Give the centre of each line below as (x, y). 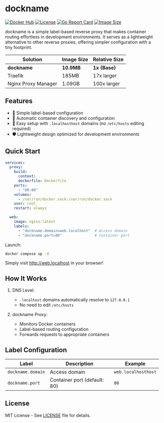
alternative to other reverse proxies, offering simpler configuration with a (78, 42)
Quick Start (23, 151)
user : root (25, 204)
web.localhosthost (135, 372)
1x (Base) (104, 68)
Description (80, 364)
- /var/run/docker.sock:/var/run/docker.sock (65, 199)
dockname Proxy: (30, 315)
